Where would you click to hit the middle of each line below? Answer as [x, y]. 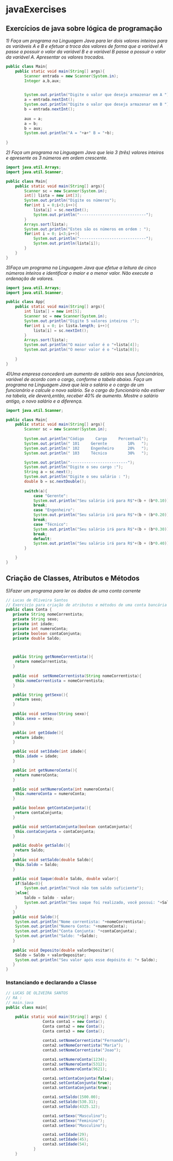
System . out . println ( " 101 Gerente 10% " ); [86, 443]
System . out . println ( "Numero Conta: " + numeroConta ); [71, 926]
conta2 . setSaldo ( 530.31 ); [70, 1102]
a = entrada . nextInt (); [50, 100]
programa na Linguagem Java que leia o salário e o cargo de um [75, 385]
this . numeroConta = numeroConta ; [51, 794]
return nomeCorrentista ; [42, 662]
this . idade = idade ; [37, 756]
